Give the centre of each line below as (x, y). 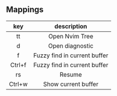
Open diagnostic (71, 45)
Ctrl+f (18, 65)
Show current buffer (71, 84)
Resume (71, 74)
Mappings (25, 10)
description (71, 26)
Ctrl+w (18, 84)
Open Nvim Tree (71, 36)
